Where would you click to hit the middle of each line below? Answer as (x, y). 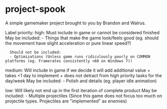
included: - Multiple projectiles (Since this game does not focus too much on (84, 96)
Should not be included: (35, 52)
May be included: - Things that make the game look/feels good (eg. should (82, 38)
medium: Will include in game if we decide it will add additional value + (78, 70)
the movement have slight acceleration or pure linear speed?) (68, 43)
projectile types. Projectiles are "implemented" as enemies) (66, 101)
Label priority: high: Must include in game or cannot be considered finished (83, 32)
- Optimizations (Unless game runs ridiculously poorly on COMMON (80, 56)
